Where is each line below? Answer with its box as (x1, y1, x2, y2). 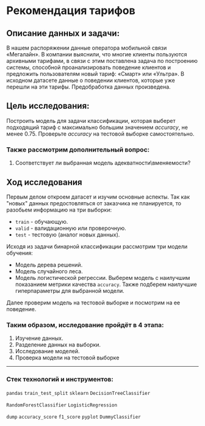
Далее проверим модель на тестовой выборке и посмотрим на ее (6, 299, 181, 306)
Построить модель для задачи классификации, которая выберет (6, 117, 176, 124)
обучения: (6, 249, 34, 257)
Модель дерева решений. (15, 261, 83, 268)
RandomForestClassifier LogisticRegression (6, 402, 118, 408)
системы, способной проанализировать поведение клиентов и (6, 64, 171, 71)
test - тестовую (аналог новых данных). (15, 230, 120, 238)
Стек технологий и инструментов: (6, 375, 114, 384)
